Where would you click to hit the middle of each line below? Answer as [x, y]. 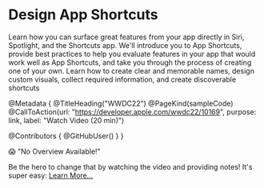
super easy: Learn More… [51, 175]
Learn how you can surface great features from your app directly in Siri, [126, 37]
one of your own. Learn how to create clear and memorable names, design [131, 70]
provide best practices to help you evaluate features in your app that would [132, 54]
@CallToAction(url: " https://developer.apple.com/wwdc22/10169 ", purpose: [132, 112]
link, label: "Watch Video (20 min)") [66, 120]
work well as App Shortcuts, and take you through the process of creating [130, 62]
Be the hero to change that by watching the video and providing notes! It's [130, 166]
